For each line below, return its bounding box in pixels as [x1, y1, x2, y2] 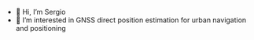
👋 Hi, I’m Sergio [15, 8, 66, 16]
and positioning [15, 24, 67, 32]
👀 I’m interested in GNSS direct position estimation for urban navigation [15, 15, 247, 25]
